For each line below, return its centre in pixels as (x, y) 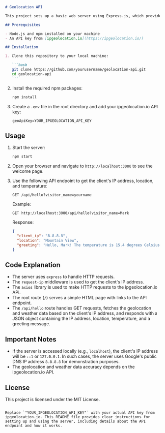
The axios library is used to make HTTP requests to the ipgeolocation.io (85, 287)
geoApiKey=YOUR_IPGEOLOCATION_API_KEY (52, 121)
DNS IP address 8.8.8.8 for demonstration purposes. (66, 362)
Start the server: (29, 148)
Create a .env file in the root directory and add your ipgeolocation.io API (85, 106)
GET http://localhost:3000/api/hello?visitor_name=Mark (70, 213)
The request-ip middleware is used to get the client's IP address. (78, 282)
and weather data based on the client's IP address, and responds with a (85, 313)
